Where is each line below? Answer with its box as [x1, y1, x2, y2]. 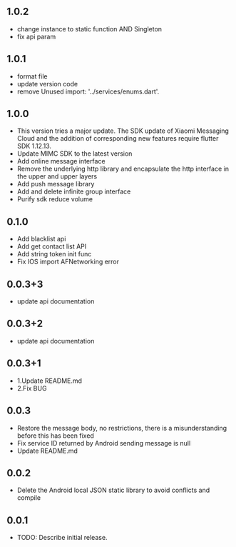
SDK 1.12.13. [16, 142, 51, 151]
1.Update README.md [16, 376, 83, 385]
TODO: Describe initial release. [16, 533, 108, 542]
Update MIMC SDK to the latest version [16, 149, 133, 158]
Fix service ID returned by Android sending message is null [16, 438, 191, 447]
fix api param [16, 32, 56, 41]
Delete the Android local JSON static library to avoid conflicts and [16, 486, 210, 495]
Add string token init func [16, 250, 92, 259]
